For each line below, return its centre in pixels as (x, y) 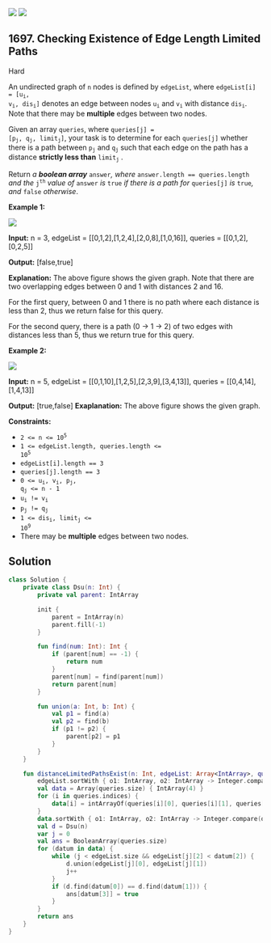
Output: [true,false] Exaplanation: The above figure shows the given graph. (134, 405)
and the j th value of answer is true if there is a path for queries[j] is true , (131, 183)
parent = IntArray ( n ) (88, 617)
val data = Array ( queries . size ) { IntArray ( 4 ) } (121, 789)
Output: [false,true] (41, 262)
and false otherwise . (44, 191)
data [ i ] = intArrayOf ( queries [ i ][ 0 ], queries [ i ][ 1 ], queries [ (158, 804)
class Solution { (38, 580)
